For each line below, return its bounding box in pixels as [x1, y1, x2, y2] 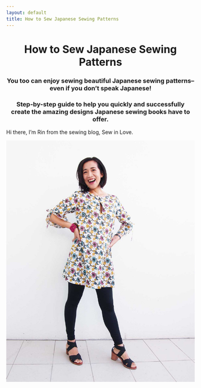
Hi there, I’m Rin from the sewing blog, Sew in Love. [6, 129, 133, 136]
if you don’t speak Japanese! [65, 84, 152, 92]
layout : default [6, 10, 47, 16]
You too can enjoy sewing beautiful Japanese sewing [7, 77, 165, 85]
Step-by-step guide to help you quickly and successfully [16, 100, 185, 108]
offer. [92, 115, 109, 123]
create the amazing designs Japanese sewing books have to [11, 108, 190, 116]
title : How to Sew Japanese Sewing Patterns [6, 16, 119, 22]
